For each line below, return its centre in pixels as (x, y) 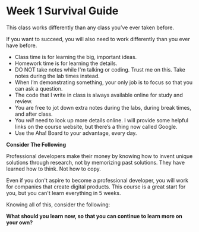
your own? (20, 222)
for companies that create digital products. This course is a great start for (96, 187)
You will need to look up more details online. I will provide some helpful (102, 120)
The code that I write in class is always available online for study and (99, 95)
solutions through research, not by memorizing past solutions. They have (96, 162)
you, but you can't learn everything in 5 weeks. (64, 193)
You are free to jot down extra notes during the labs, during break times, (103, 107)
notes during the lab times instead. (57, 76)
